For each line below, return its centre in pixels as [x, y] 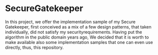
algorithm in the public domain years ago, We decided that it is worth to [77, 37]
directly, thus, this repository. [34, 47]
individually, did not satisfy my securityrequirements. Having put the [74, 32]
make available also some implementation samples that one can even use [79, 42]
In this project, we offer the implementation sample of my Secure [70, 22]
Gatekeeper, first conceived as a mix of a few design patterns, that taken [78, 27]
